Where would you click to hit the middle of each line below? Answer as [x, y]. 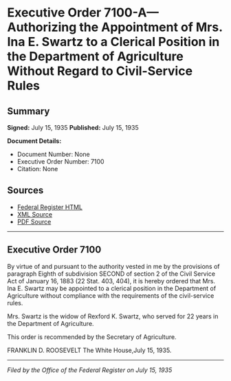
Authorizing [42, 27]
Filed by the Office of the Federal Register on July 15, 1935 [90, 370]
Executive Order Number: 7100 [60, 162]
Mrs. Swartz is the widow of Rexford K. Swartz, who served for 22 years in [113, 316]
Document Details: [34, 141]
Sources [25, 190]
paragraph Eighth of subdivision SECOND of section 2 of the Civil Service [111, 274]
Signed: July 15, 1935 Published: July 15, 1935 [73, 128]
